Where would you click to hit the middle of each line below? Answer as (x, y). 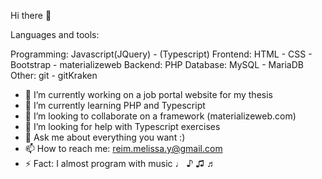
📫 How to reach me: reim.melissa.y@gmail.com (123, 148)
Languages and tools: (55, 34)
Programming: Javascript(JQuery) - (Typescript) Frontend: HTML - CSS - (161, 54)
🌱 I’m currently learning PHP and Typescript (115, 105)
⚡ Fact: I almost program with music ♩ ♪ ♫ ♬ (120, 163)
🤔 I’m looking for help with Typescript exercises (122, 126)
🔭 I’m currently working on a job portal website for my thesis (148, 94)
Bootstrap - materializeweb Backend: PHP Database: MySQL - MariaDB (157, 64)
